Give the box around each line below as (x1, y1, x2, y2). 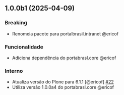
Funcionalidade (5, 43, 43, 50)
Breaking (5, 19, 27, 26)
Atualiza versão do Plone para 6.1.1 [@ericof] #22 (12, 79, 114, 85)
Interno (5, 67, 23, 74)
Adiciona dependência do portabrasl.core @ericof (12, 55, 116, 61)
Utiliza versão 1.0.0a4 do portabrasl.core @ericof (12, 84, 114, 90)
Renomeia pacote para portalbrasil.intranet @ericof (12, 30, 119, 37)
